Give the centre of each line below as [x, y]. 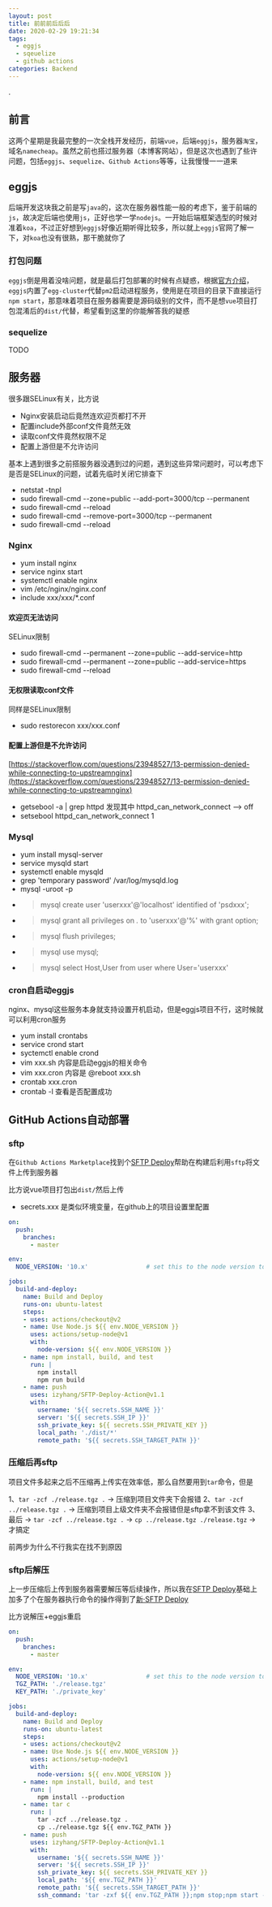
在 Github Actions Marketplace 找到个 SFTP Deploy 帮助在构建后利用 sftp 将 [131, 1161]
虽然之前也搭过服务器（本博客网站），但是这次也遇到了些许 [159, 150]
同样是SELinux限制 [40, 709]
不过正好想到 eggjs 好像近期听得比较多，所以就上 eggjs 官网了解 [144, 227]
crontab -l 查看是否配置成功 [66, 1092]
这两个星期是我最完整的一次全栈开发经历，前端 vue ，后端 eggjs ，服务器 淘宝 [132, 141]
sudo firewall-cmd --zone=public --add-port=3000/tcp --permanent [135, 498]
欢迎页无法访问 [33, 617]
